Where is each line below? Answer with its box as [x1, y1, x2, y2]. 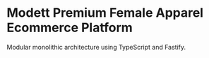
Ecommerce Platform [6, 20, 133, 36]
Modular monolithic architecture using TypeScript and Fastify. [6, 43, 186, 51]
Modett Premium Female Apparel [6, 5, 204, 21]
